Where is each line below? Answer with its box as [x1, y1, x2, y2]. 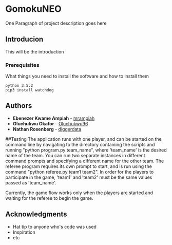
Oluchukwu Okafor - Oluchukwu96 [12, 120, 88, 126]
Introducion [5, 35, 44, 44]
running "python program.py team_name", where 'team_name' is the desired [5, 147, 167, 153]
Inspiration [12, 229, 35, 235]
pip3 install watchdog [5, 88, 54, 93]
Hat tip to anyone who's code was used [12, 223, 97, 230]
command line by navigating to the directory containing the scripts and [5, 141, 155, 147]
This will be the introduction [5, 48, 64, 54]
